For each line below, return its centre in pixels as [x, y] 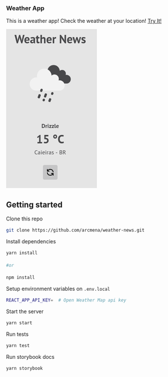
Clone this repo [24, 219]
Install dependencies [31, 241]
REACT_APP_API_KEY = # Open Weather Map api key [66, 300]
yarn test [18, 346]
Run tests [17, 334]
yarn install [22, 253]
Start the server [25, 311]
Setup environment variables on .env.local [58, 289]
